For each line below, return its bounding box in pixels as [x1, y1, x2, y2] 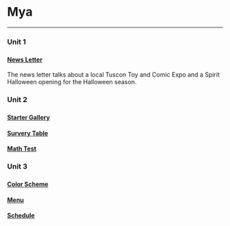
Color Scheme [7, 180, 49, 188]
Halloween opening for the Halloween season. [7, 78, 137, 86]
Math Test [7, 145, 36, 153]
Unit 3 [7, 162, 28, 171]
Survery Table [7, 129, 49, 137]
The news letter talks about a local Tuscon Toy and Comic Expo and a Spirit [7, 71, 220, 79]
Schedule [7, 212, 36, 220]
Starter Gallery [7, 114, 50, 122]
